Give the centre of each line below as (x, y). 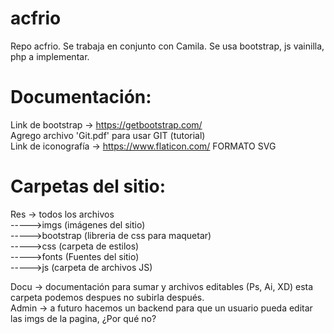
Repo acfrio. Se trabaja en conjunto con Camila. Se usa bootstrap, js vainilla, (167, 46)
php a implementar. (50, 56)
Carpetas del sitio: (88, 186)
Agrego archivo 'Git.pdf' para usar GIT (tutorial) (108, 135)
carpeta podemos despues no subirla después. (107, 297)
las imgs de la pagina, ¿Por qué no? (83, 318)
